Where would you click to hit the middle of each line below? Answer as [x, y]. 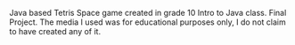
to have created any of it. [55, 31]
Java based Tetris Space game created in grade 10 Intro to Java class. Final [148, 13]
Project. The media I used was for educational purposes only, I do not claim [148, 22]
